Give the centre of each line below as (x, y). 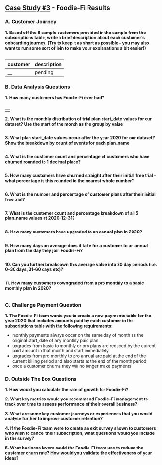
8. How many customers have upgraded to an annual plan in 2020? (74, 232)
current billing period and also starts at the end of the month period (79, 361)
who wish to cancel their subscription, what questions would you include (80, 433)
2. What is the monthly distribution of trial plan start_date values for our (79, 119)
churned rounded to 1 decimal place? (43, 162)
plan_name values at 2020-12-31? (40, 218)
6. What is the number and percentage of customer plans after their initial (80, 194)
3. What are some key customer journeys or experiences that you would (79, 413)
